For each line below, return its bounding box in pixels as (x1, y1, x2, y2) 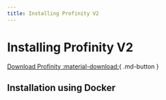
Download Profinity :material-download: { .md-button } (7, 62, 159, 71)
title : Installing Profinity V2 (7, 10, 99, 17)
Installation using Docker (7, 82, 116, 93)
